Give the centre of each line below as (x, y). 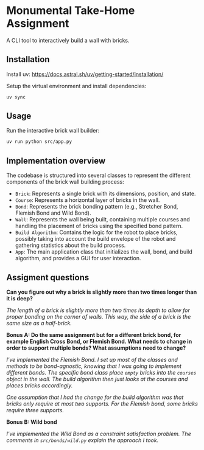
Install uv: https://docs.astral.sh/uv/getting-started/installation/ (85, 74)
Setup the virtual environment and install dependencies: (76, 86)
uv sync (16, 97)
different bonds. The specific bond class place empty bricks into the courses (101, 372)
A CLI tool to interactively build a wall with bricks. (68, 40)
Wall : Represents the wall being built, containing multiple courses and (102, 220)
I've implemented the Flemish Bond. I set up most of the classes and (92, 359)
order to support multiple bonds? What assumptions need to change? (96, 348)
